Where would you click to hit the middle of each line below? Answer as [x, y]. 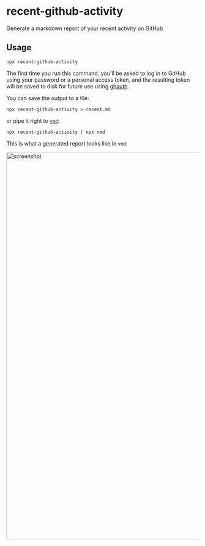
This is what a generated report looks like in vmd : [67, 143]
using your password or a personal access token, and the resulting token [98, 80]
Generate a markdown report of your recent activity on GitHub [85, 28]
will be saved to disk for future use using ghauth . [68, 86]
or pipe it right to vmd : [33, 120]
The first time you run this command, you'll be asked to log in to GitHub [96, 73]
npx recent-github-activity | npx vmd [56, 132]
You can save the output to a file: [48, 98]
